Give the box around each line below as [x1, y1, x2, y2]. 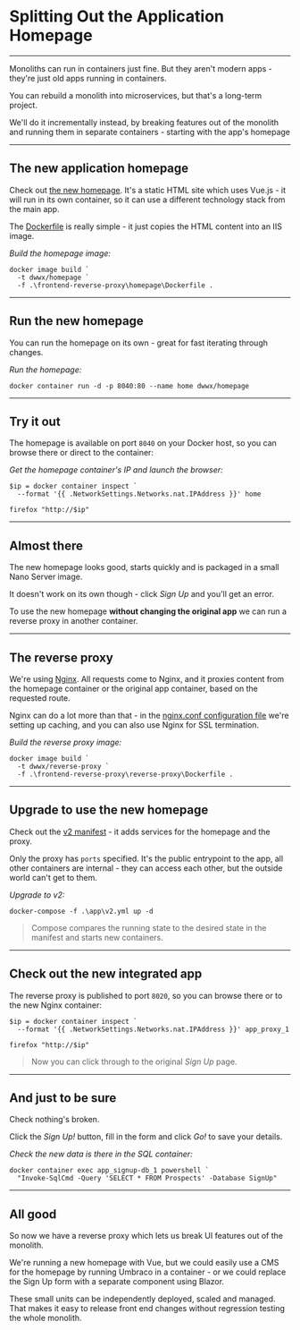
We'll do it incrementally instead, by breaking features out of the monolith [9, 116, 279, 127]
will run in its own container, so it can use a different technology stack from [9, 194, 286, 205]
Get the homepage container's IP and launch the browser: [9, 465, 223, 475]
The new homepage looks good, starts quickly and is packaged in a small [9, 562, 279, 573]
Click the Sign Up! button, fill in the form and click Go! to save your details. [9, 1131, 283, 1142]
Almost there [9, 538, 83, 553]
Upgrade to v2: [9, 889, 65, 900]
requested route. [9, 693, 71, 703]
